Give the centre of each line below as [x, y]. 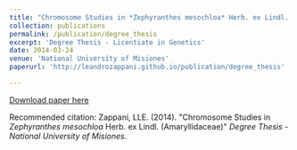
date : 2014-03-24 [41, 51]
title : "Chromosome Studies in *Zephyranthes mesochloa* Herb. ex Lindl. [149, 17]
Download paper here [49, 99]
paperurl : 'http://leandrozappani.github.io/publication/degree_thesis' [147, 67]
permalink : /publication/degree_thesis [83, 34]
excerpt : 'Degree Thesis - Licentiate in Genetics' [107, 42]
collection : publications [57, 26]
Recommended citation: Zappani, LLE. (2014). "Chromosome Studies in [140, 117]
